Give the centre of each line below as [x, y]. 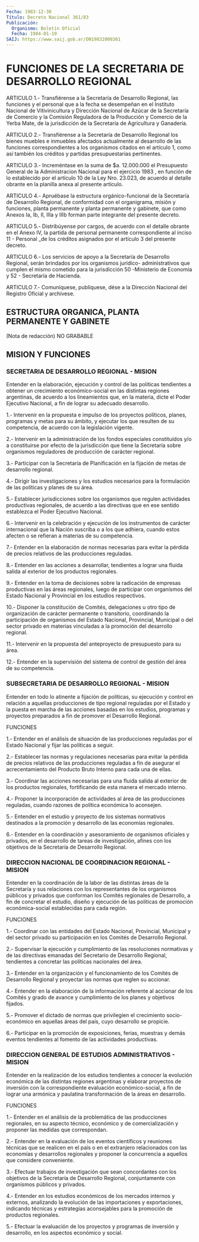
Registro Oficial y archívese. [40, 293]
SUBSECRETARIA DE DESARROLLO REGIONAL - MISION [88, 684]
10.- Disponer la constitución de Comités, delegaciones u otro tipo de [91, 607]
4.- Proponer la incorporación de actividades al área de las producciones [96, 799]
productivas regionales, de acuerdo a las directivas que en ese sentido [93, 505]
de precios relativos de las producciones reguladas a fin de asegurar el [93, 763]
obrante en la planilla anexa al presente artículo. [65, 184]
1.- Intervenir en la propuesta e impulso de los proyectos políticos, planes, [97, 415]
